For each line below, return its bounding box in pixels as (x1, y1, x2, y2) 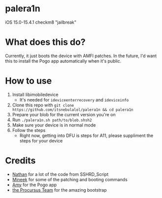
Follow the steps (12, 127, 46, 133)
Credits (5, 155, 36, 166)
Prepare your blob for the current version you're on (12, 111, 116, 117)
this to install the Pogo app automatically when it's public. (5, 58, 122, 64)
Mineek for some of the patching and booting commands (12, 176, 128, 182)
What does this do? (5, 36, 86, 48)
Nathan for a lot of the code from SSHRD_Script (12, 171, 109, 177)
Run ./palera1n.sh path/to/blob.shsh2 (12, 117, 92, 123)
